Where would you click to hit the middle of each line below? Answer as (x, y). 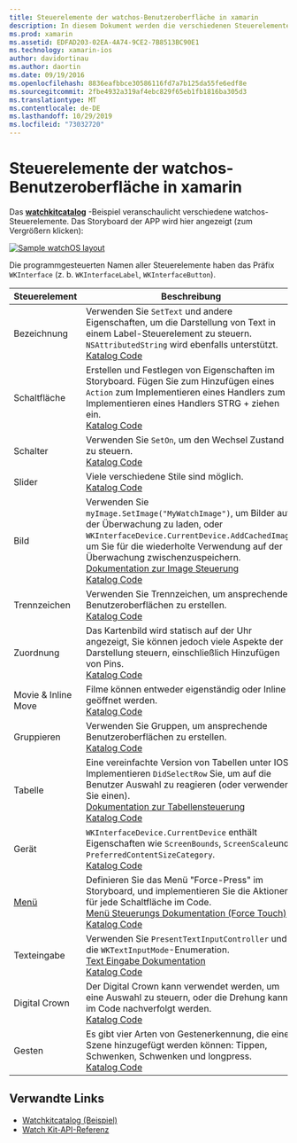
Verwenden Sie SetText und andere (159, 311)
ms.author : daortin (45, 67)
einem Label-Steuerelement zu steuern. (168, 333)
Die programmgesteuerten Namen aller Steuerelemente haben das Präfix (142, 265)
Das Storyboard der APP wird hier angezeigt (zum (162, 221)
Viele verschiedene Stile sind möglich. (164, 476)
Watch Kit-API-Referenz (65, 1129)
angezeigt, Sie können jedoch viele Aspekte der (184, 641)
